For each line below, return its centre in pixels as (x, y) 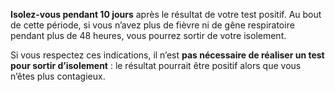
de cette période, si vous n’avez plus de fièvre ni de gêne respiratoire (152, 25)
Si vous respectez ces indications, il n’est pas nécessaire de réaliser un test (167, 55)
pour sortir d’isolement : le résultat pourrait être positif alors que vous (156, 65)
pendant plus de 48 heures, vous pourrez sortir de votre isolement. (148, 35)
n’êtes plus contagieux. (58, 76)
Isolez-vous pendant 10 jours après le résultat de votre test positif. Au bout (166, 14)
